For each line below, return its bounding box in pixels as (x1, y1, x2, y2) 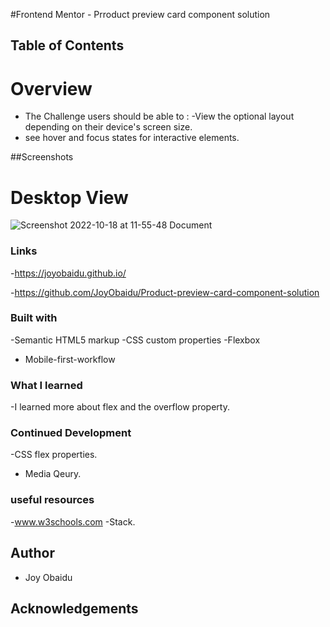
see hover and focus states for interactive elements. (24, 132, 240, 144)
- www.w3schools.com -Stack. (10, 515, 136, 528)
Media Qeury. (24, 468, 82, 480)
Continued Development (10, 426, 132, 440)
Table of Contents (10, 37, 125, 54)
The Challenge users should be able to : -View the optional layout (24, 110, 295, 123)
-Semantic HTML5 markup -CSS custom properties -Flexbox (10, 334, 261, 346)
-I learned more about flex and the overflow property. (10, 401, 230, 413)
